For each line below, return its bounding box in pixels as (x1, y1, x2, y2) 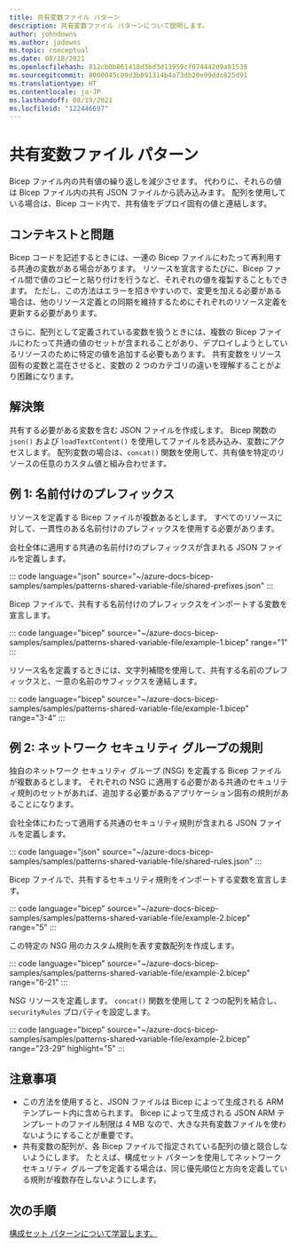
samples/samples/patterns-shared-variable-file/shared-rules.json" (9, 856, 254, 867)
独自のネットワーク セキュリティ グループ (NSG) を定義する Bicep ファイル (9, 765, 282, 776)
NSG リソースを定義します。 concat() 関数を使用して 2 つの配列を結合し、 (9, 995, 282, 1006)
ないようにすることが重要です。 (21, 1130, 139, 1140)
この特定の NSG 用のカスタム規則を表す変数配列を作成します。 (9, 940, 239, 951)
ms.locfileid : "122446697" (9, 104, 109, 113)
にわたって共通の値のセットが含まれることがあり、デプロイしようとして (16, 338, 281, 348)
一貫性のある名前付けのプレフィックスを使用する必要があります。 (39, 523, 279, 533)
